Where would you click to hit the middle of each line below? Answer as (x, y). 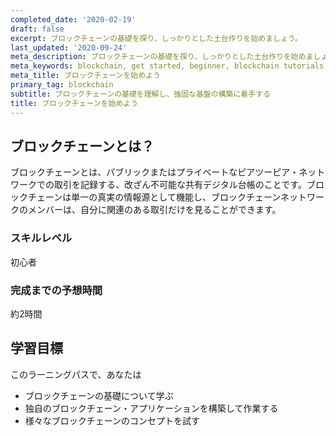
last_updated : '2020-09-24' (69, 47)
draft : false (37, 29)
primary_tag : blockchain (62, 85)
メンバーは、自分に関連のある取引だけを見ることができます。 (154, 210)
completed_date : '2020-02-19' (73, 19)
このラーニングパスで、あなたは (76, 374)
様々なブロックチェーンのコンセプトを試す (112, 420)
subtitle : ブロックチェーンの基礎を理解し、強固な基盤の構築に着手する (140, 94)
